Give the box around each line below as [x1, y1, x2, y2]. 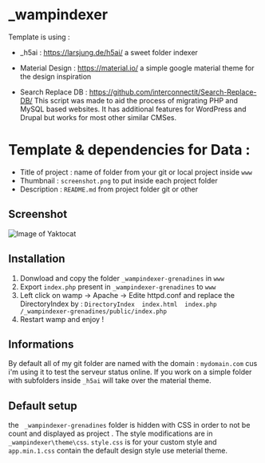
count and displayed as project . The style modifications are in [8, 429, 213, 438]
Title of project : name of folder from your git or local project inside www [19, 167, 253, 177]
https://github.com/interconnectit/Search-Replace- [89, 87, 257, 97]
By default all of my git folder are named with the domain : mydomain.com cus [8, 359, 258, 368]
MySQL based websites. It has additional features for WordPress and [19, 104, 247, 114]
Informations [8, 337, 74, 351]
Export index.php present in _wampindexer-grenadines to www [19, 282, 216, 292]
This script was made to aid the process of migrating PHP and [34, 95, 238, 105]
